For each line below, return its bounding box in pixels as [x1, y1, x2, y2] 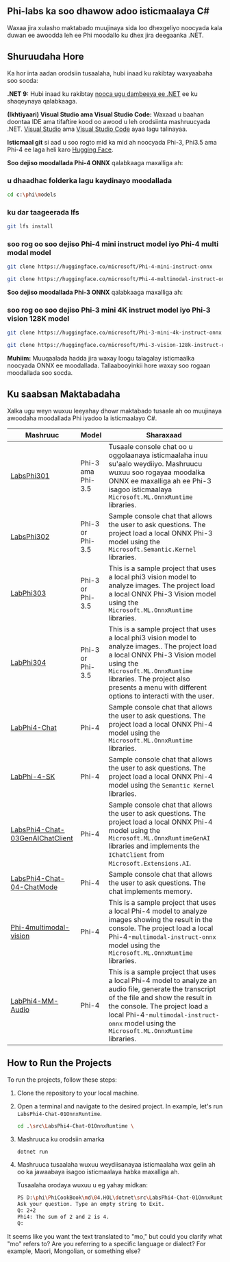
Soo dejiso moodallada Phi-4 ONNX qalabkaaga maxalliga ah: [7, 158, 183, 167]
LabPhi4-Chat [10, 723, 57, 732]
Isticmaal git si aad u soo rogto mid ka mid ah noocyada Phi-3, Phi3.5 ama [7, 138, 217, 146]
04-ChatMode [10, 882, 58, 892]
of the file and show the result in [108, 993, 212, 1002]
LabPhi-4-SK [10, 771, 55, 781]
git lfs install [7, 223, 53, 230]
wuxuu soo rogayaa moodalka [108, 468, 205, 477]
